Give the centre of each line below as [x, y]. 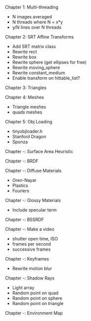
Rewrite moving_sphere [36, 67]
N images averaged [32, 17]
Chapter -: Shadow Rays [30, 278]
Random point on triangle [38, 303]
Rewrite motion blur [32, 268]
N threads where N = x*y [37, 22]
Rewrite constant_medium [39, 73]
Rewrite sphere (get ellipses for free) [49, 62]
